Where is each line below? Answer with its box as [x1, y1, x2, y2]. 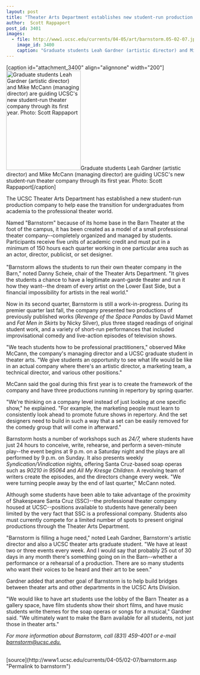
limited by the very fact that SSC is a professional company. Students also [6, 510, 187, 517]
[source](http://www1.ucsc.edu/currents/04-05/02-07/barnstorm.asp [6, 656, 177, 663]
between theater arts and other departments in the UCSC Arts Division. [6, 583, 180, 590]
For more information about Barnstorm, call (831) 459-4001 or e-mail [6, 632, 176, 639]
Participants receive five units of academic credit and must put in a [6, 238, 170, 245]
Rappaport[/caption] [6, 183, 57, 191]
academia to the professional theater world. [6, 207, 113, 214]
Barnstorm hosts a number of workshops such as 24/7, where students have [6, 435, 193, 442]
